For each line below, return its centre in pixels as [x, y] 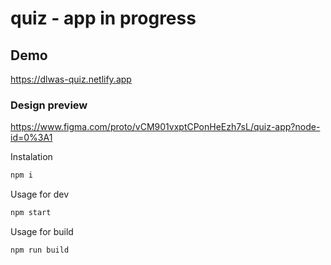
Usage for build [42, 232]
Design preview [49, 105]
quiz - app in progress [103, 18]
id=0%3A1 [31, 138]
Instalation [31, 157]
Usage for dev [40, 194]
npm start [31, 213]
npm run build [40, 250]
